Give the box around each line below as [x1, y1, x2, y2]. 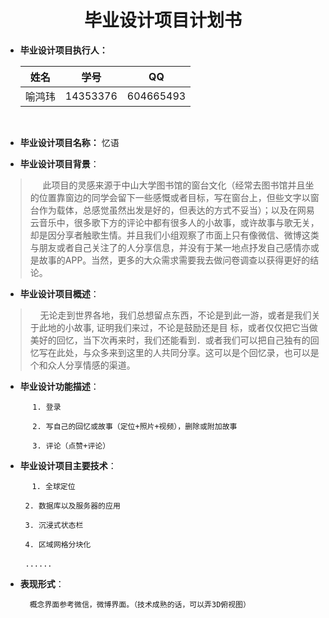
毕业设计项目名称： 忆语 [19, 136, 120, 148]
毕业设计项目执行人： [19, 44, 108, 56]
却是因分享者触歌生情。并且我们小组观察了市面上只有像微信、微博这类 [29, 229, 320, 241]
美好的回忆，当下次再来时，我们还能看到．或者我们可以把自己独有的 [29, 334, 311, 346]
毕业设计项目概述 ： [19, 287, 100, 300]
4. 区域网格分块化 [24, 539, 92, 550]
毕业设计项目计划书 [83, 9, 242, 32]
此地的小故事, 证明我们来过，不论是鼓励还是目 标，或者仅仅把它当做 [38, 321, 318, 333]
